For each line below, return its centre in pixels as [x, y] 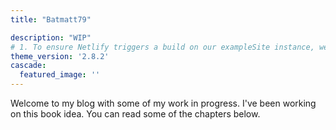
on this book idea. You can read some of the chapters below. [135, 114]
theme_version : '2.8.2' [60, 56]
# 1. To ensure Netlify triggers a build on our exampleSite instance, [162, 47]
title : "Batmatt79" [51, 19]
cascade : [28, 66]
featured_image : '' [60, 75]
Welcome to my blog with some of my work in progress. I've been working [163, 103]
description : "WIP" [51, 37]
